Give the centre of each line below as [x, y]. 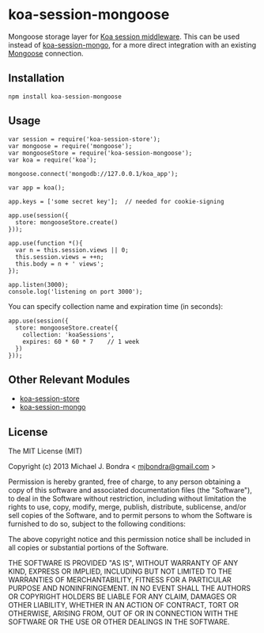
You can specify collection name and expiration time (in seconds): [116, 306]
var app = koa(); [37, 188]
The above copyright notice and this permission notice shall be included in [129, 540]
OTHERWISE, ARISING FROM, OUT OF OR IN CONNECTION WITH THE [123, 614]
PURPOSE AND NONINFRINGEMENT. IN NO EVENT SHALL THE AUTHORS [130, 589]
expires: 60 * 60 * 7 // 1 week [81, 341]
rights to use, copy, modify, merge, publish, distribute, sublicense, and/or [127, 507]
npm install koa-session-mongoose [65, 97]
